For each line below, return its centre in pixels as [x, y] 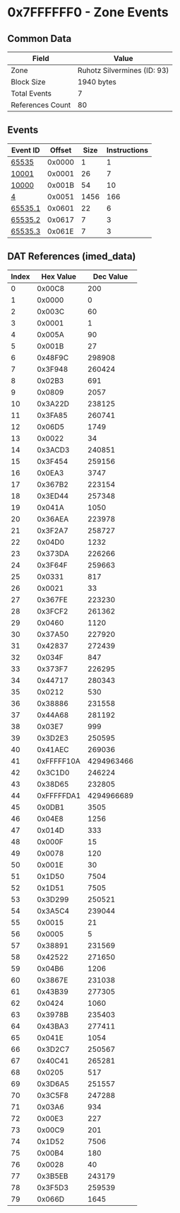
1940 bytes [97, 82]
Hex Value [59, 276]
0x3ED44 [53, 496]
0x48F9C [53, 358]
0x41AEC [53, 749]
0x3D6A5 [53, 1084]
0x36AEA [53, 519]
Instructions [127, 150]
